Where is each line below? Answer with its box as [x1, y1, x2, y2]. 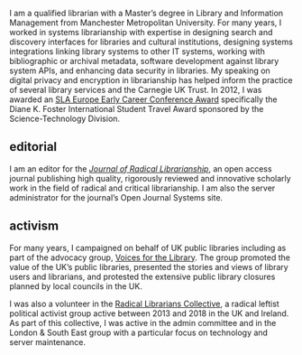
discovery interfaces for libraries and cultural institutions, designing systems [9, 36, 293, 47]
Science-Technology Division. [9, 113, 120, 124]
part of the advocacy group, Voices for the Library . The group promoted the [9, 252, 291, 263]
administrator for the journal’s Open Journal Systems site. [9, 192, 224, 202]
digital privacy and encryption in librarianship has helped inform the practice [9, 75, 293, 85]
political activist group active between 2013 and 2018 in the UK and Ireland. [9, 307, 289, 319]
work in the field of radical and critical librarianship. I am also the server [9, 182, 276, 193]
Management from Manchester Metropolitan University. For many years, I [9, 17, 282, 28]
